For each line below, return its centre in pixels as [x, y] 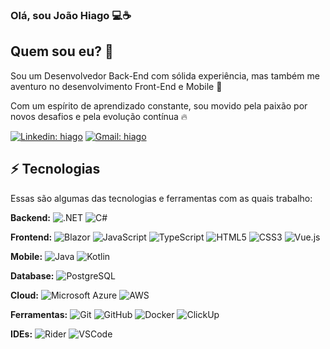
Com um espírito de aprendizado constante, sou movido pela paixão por [159, 105]
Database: [32, 275]
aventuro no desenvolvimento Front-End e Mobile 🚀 [116, 86]
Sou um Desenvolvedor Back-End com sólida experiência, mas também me [165, 75]
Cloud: [24, 295]
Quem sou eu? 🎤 [62, 51]
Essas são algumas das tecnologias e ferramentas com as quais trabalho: [161, 198]
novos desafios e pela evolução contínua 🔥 [99, 116]
